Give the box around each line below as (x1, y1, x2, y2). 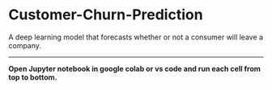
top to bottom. (8, 72, 58, 82)
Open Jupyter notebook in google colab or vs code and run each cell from (8, 63, 261, 73)
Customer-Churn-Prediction (8, 6, 204, 24)
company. (8, 40, 42, 50)
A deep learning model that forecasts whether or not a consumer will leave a (8, 32, 264, 42)
